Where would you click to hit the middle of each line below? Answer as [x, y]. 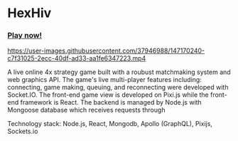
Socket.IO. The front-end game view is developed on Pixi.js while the [108, 95]
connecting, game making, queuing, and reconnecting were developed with [118, 88]
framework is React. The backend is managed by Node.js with [111, 103]
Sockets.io [23, 131]
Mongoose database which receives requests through [86, 110]
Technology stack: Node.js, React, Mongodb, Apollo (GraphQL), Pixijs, [110, 124]
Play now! [25, 36]
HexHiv [29, 13]
